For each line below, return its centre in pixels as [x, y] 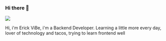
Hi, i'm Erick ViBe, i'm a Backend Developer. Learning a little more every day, [83, 28]
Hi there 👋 [17, 8]
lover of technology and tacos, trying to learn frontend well [65, 33]
